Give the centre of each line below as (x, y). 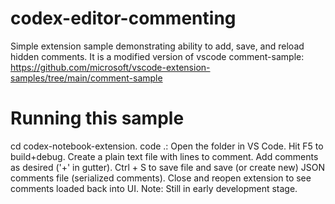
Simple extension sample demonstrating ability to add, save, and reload (157, 46)
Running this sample (97, 118)
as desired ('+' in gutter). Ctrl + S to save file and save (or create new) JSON (168, 167)
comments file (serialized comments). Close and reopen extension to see (161, 178)
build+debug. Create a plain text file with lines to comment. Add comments (164, 156)
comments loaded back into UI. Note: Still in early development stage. (154, 188)
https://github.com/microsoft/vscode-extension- (110, 67)
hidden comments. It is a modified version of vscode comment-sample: (157, 56)
